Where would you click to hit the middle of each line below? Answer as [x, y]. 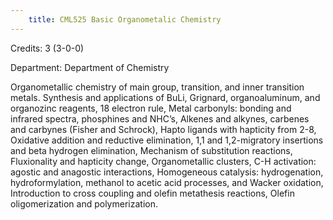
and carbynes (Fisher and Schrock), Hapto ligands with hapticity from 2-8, [163, 129]
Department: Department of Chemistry [90, 67]
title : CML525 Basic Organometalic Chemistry [125, 19]
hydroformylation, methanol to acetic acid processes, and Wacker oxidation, [167, 182]
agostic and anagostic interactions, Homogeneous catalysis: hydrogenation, [167, 172]
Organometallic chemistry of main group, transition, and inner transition [157, 87]
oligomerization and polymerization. [84, 203]
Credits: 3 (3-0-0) [47, 48]
